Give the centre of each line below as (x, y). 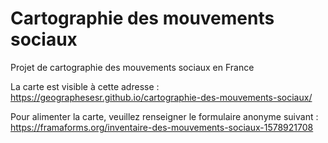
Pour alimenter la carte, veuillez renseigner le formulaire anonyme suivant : (164, 116)
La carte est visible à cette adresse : (85, 86)
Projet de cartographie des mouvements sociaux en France (132, 67)
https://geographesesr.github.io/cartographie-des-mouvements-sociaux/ (161, 97)
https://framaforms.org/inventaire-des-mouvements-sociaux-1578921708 (162, 127)
